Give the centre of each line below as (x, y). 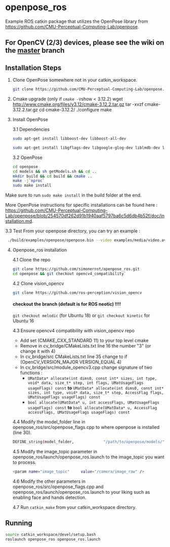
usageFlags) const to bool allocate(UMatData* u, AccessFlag (92, 407)
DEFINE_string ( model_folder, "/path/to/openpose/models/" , (90, 442)
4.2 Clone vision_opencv (38, 283)
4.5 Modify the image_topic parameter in (55, 451)
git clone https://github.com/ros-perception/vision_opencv (77, 293)
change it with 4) (38, 351)
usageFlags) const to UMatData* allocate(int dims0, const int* (96, 388)
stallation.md (19, 221)
